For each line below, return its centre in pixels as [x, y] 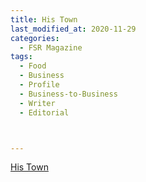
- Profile [39, 85]
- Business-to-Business [68, 94]
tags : [21, 57]
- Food [33, 66]
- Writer [37, 103]
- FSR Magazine [51, 47]
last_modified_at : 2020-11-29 [73, 29]
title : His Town [44, 19]
